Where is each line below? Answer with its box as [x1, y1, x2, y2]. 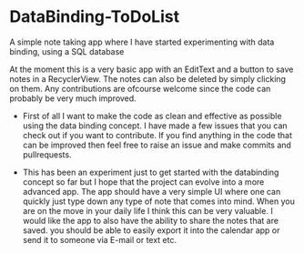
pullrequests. [22, 148, 72, 160]
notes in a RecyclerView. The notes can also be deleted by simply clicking [9, 73, 287, 84]
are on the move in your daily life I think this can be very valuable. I [22, 205, 273, 216]
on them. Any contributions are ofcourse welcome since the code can [9, 83, 271, 94]
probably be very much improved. [9, 93, 137, 104]
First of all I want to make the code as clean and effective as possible [22, 110, 282, 121]
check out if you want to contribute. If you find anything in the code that [22, 129, 293, 140]
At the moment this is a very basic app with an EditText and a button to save [9, 64, 294, 75]
